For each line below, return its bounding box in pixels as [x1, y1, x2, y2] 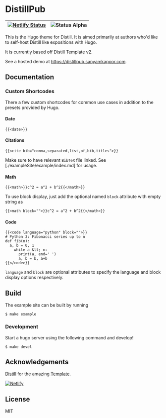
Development [5, 323, 39, 330]
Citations [5, 137, 25, 143]
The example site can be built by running [5, 302, 89, 308]
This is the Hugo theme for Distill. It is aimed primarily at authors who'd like [5, 34, 158, 40]
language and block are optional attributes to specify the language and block [5, 269, 161, 275]
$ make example [5, 312, 37, 317]
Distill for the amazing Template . [5, 371, 71, 377]
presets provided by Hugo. [5, 104, 60, 110]
